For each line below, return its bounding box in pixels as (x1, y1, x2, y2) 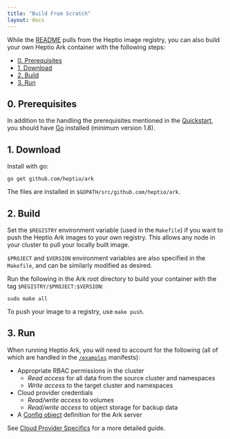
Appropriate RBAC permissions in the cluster (17, 367, 144, 375)
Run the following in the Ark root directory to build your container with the (7, 274, 217, 283)
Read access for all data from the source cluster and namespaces (27, 373, 215, 382)
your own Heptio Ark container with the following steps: (7, 43, 166, 51)
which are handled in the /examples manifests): (7, 353, 140, 361)
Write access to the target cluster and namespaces (27, 381, 173, 389)
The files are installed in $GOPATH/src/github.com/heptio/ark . (7, 188, 181, 196)
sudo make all (7, 295, 48, 302)
